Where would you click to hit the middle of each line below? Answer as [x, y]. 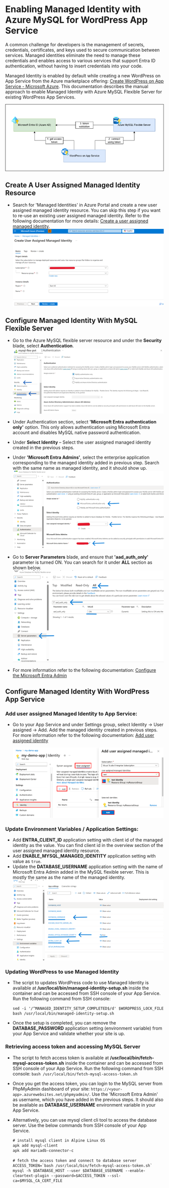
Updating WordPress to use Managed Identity [62, 972]
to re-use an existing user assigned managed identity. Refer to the [81, 216]
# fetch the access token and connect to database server [74, 1160]
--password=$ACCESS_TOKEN [78, 1175]
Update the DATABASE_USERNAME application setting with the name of [88, 867]
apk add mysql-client [35, 1145]
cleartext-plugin [31, 1175]
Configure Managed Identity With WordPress [77, 691]
